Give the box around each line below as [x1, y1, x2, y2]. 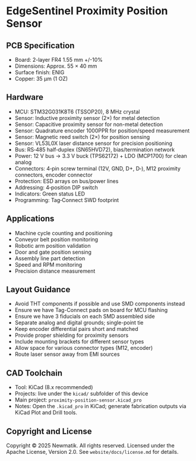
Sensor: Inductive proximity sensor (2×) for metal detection [14, 114, 160, 121]
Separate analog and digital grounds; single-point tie [14, 319, 144, 326]
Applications [6, 214, 55, 224]
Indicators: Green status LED [14, 190, 85, 197]
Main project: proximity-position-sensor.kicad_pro [14, 396, 142, 403]
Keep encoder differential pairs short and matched [14, 326, 138, 333]
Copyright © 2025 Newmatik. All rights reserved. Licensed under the [6, 442, 175, 449]
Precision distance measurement [14, 267, 96, 274]
